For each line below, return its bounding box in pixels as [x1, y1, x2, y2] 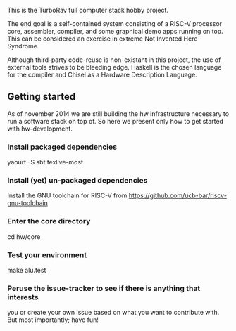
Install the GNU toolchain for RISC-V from [7, 191, 128, 200]
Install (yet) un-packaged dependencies [7, 176, 148, 186]
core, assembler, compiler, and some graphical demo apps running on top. [7, 27, 223, 35]
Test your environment [7, 249, 87, 259]
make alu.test [7, 266, 46, 274]
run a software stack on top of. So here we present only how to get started [7, 117, 224, 125]
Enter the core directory [7, 216, 91, 226]
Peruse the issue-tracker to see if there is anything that [7, 283, 201, 293]
